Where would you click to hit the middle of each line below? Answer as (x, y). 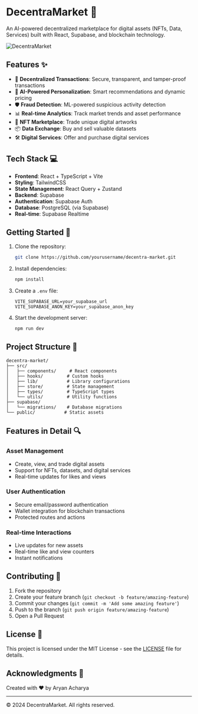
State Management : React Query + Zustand (68, 189)
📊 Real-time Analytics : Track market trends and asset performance (98, 113)
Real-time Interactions (39, 533)
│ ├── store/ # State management (60, 387)
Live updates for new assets (49, 546)
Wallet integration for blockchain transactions (70, 511)
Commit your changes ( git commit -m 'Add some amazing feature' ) (97, 603)
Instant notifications (39, 558)
